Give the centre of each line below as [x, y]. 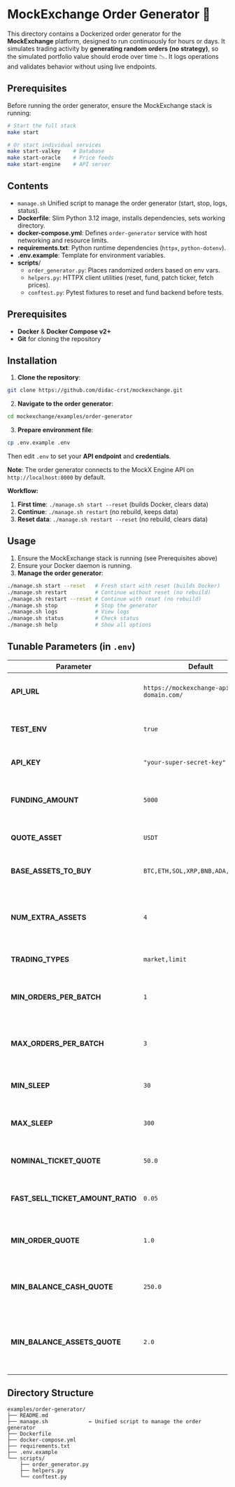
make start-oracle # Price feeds [60, 158]
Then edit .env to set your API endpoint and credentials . [89, 456]
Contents [28, 186]
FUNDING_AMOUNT [45, 800]
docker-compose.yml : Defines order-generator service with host [112, 233]
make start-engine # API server [59, 165]
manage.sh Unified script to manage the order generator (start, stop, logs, [122, 203]
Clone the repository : [49, 378]
